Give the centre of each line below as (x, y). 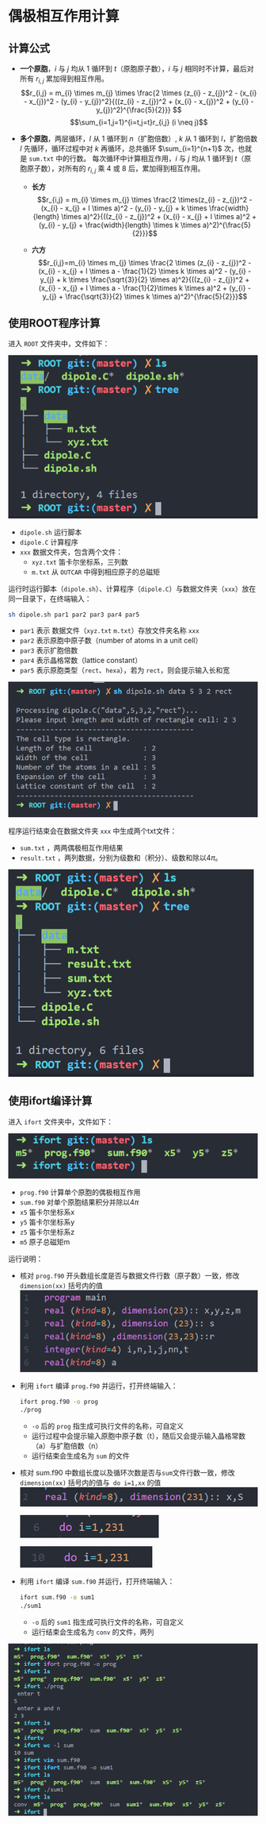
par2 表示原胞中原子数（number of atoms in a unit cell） (111, 641)
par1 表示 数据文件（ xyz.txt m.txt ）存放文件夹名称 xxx (109, 630)
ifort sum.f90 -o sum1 (57, 1598)
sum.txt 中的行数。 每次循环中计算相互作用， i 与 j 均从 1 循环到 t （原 (140, 158)
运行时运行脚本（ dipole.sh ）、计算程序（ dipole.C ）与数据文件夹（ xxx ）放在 (132, 588)
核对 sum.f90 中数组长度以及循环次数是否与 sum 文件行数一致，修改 (127, 1473)
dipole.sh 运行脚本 (51, 532)
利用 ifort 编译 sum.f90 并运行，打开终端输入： (97, 1582)
